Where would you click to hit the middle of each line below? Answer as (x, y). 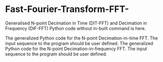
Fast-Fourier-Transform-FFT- (67, 9)
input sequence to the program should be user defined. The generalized (79, 43)
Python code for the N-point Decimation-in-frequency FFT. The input (76, 48)
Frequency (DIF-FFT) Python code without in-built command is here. (76, 28)
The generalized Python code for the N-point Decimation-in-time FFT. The (81, 38)
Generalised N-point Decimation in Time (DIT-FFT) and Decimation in (76, 23)
